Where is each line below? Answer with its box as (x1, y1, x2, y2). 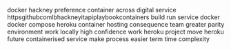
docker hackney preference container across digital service (7, 6, 177, 14)
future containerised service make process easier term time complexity (7, 35, 210, 43)
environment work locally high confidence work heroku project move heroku (7, 27, 224, 36)
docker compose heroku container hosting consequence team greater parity (7, 21, 225, 28)
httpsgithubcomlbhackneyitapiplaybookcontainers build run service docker (7, 13, 221, 21)
